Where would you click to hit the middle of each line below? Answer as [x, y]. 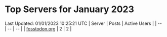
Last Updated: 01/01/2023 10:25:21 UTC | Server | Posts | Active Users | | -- [83, 23]
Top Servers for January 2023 [70, 9]
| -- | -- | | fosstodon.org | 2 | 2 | [38, 28]
